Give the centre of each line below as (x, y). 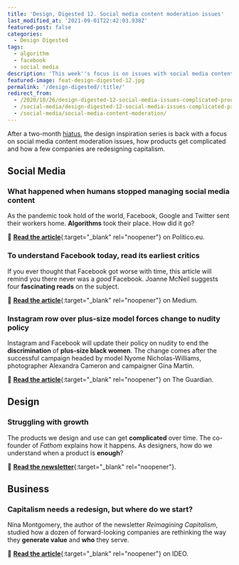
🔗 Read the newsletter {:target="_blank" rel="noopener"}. (92, 467)
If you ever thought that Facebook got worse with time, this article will (110, 271)
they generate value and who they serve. (68, 540)
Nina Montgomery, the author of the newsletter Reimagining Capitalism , (113, 525)
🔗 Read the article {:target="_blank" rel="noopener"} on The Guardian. (111, 380)
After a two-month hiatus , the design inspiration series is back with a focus (117, 133)
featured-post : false (39, 27)
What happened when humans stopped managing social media (118, 192)
